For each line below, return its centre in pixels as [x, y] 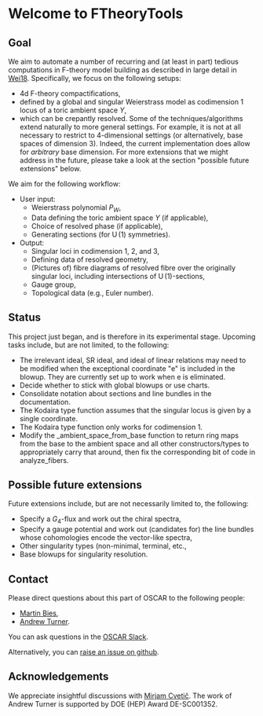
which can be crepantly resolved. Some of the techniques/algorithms [131, 118]
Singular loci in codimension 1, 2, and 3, [95, 251]
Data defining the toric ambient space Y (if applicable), [120, 218]
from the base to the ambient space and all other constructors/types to [134, 443]
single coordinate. [49, 418]
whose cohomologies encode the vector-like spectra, [106, 538]
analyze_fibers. [44, 460]
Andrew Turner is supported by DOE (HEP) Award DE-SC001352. [113, 703]
